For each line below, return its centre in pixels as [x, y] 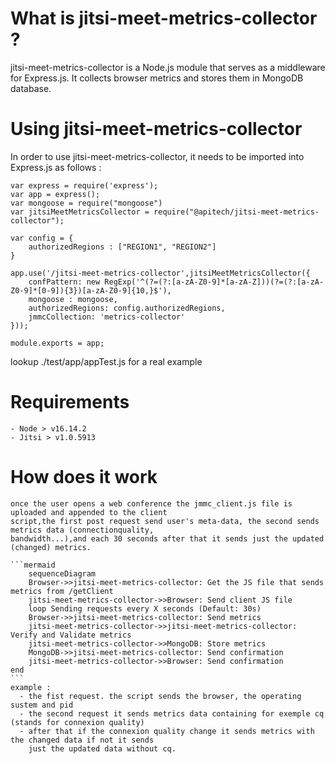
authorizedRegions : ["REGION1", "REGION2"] [122, 247]
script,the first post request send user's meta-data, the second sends [165, 521]
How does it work [84, 477]
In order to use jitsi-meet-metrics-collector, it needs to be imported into [157, 156]
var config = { [42, 238]
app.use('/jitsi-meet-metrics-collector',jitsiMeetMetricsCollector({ [160, 273]
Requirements [70, 402]
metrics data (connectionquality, [82, 530]
